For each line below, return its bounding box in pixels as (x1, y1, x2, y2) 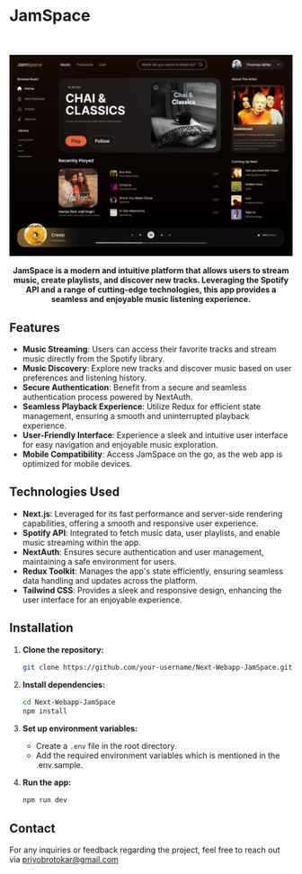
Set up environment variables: (22, 723, 138, 734)
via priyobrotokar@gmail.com (9, 854, 119, 864)
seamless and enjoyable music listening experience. (50, 294, 252, 305)
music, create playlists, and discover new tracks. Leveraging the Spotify (13, 275, 289, 286)
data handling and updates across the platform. (22, 575, 199, 585)
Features (9, 320, 60, 335)
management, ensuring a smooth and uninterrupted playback (22, 411, 250, 422)
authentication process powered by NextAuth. (22, 392, 193, 403)
